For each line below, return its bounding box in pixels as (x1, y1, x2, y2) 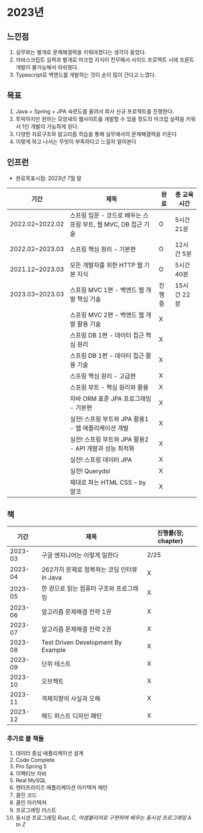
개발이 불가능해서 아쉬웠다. (15, 64, 79, 71)
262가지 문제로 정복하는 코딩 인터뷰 (41, 566, 138, 574)
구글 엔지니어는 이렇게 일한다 (41, 551, 119, 560)
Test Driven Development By (41, 638, 122, 646)
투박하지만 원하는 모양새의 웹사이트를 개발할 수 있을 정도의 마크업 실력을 (15, 115, 185, 123)
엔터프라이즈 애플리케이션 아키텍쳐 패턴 (15, 784, 108, 791)
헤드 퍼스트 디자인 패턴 (41, 712, 102, 720)
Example (41, 646, 66, 654)
